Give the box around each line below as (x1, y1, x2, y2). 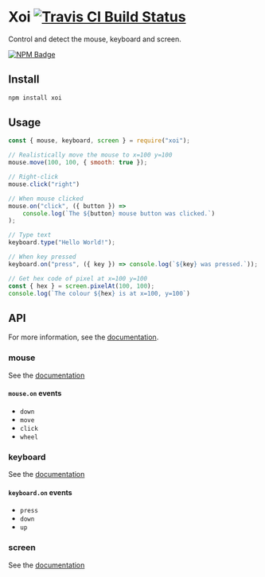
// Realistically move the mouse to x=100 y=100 (8, 151, 173, 159)
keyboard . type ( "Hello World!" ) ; (8, 238, 115, 246)
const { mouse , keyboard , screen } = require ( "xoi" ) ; (8, 137, 191, 145)
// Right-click (8, 173, 59, 181)
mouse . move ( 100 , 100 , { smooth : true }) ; (8, 159, 148, 167)
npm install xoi (8, 94, 62, 102)
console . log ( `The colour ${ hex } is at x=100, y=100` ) (8, 289, 191, 297)
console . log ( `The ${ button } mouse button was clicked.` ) (22, 209, 216, 218)
